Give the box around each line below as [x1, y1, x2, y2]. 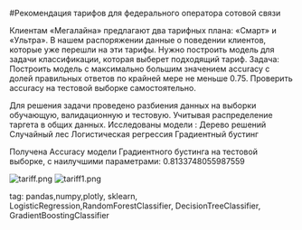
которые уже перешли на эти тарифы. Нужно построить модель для [9, 44, 275, 55]
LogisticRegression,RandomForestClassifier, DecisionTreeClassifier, [9, 200, 261, 211]
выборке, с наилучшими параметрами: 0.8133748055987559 [9, 156, 246, 166]
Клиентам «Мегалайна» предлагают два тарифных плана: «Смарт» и [9, 25, 278, 35]
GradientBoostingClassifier [9, 210, 110, 220]
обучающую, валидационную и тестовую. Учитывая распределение [9, 110, 273, 120]
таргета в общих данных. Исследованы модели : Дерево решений [9, 119, 267, 130]
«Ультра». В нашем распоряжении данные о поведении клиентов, [9, 35, 267, 45]
